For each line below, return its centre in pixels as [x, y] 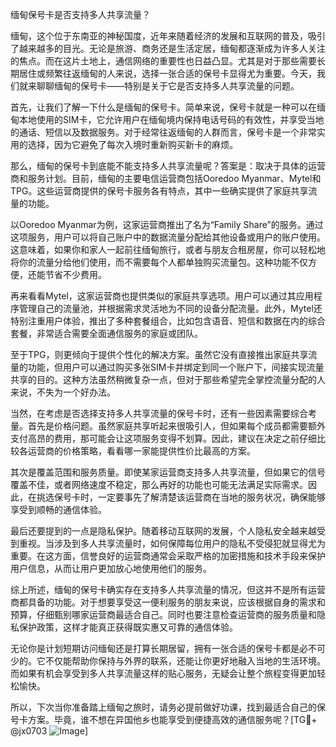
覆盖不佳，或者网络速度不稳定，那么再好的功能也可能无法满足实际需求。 [159, 484]
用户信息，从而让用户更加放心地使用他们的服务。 [111, 568]
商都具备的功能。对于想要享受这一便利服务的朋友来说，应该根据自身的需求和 [168, 602]
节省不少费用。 [75, 274]
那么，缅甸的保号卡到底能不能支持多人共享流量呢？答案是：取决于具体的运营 [168, 166]
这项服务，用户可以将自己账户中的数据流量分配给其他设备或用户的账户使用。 [168, 237]
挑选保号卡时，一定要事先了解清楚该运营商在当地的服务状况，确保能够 [181, 497]
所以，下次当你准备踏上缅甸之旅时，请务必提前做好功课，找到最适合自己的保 [168, 707]
